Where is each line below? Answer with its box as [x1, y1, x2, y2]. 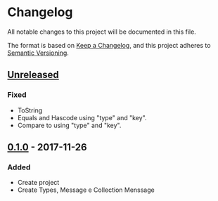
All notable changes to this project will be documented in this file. [7, 27, 197, 36]
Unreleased [7, 69, 60, 81]
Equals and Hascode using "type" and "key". [17, 113, 147, 122]
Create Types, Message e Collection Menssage [17, 186, 155, 194]
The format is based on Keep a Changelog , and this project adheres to [7, 41, 211, 49]
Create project [17, 179, 60, 187]
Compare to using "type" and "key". [17, 121, 122, 129]
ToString [17, 106, 43, 115]
